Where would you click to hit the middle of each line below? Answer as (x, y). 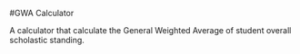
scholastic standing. (47, 40)
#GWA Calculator (42, 13)
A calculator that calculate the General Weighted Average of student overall (150, 30)
